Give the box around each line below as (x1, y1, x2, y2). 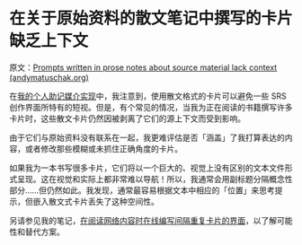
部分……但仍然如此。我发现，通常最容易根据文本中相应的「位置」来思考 (9, 185, 276, 196)
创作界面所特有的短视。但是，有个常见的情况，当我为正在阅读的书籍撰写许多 (9, 101, 293, 112)
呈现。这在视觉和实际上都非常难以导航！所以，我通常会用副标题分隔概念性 (16, 173, 293, 184)
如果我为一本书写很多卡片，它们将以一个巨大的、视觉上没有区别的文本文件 (9, 162, 285, 173)
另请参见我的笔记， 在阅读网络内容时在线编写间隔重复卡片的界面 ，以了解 (9, 214, 277, 225)
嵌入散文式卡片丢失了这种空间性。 (32, 196, 159, 206)
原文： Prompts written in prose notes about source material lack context (9, 62, 278, 73)
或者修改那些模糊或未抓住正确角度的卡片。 (24, 143, 182, 153)
